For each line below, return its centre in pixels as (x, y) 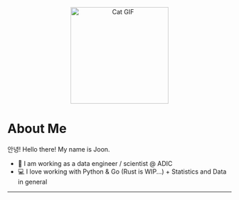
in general (32, 181)
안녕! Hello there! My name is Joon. (59, 149)
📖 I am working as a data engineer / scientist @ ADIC (95, 163)
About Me (37, 129)
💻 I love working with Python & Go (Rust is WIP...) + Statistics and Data (122, 172)
